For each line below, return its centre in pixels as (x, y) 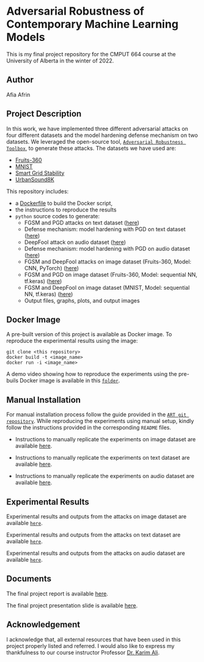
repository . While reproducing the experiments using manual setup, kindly (100, 421)
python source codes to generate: (57, 216)
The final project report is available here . (57, 594)
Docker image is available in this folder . (70, 381)
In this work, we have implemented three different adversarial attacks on (97, 128)
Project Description (44, 114)
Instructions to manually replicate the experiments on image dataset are (105, 439)
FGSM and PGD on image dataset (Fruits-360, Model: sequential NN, (111, 274)
